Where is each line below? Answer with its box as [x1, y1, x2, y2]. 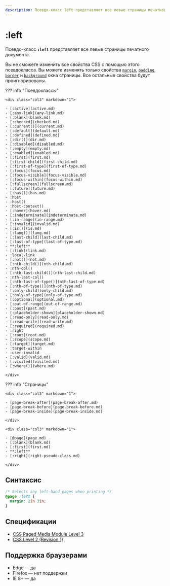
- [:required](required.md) [5, 323, 65, 329]
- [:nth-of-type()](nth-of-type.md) [5, 284, 82, 289]
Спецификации [5, 518, 57, 526]
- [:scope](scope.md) [5, 337, 51, 342]
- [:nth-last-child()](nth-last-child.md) [5, 270, 96, 275]
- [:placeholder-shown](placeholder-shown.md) [5, 310, 105, 315]
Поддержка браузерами [5, 551, 88, 560]
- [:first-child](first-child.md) [5, 159, 78, 164]
